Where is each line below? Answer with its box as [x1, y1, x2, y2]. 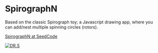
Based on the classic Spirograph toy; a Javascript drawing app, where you [5, 19, 153, 25]
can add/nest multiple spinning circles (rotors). [5, 24, 98, 30]
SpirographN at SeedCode [5, 33, 58, 39]
